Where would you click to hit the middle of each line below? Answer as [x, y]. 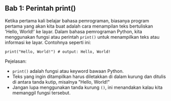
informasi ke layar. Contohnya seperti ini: [48, 42]
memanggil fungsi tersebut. [41, 93]
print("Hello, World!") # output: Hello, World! [58, 52]
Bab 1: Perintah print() [40, 8]
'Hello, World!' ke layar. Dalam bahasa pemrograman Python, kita [73, 31]
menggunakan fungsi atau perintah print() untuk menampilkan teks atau [82, 37]
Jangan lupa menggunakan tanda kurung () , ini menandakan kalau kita [87, 87]
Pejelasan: [16, 61]
